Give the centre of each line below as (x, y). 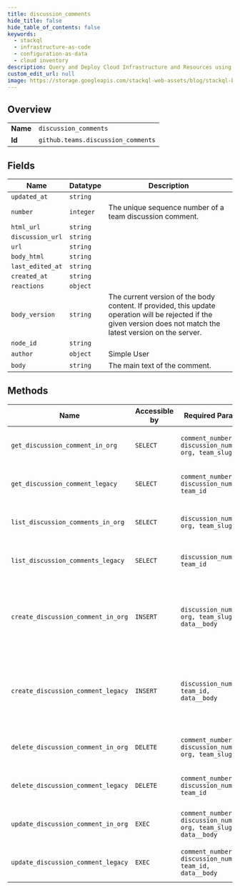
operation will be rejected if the (160, 315)
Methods (28, 391)
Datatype (85, 185)
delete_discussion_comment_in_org (70, 747)
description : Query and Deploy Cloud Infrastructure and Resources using (120, 67)
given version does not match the (164, 324)
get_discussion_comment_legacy (64, 484)
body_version (33, 315)
